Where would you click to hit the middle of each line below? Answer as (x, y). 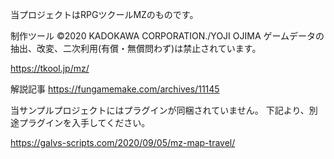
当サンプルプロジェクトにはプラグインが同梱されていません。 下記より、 (160, 110)
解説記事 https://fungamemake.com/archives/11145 (115, 89)
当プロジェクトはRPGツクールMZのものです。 (104, 14)
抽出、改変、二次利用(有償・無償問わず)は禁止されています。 (136, 48)
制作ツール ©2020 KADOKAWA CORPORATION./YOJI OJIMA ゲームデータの (167, 36)
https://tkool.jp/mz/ (50, 68)
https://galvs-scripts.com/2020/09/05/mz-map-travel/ (123, 142)
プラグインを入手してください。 (84, 122)
